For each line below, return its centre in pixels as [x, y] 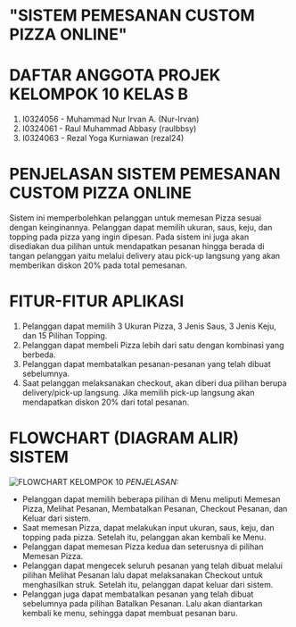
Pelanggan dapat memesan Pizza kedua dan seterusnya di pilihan [143, 547]
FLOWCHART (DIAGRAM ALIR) [124, 438]
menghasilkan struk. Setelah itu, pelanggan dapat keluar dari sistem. [148, 584]
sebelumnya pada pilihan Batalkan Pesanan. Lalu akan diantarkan [142, 603]
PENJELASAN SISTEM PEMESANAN [145, 174]
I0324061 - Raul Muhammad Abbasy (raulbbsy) [109, 129]
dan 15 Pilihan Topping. [65, 335]
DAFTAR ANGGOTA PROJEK [115, 75]
